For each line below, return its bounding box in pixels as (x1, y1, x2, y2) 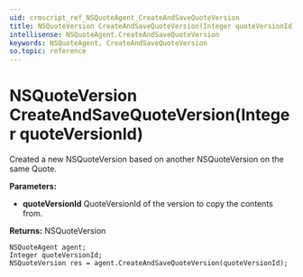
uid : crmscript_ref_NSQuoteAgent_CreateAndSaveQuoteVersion (9, 13, 241, 23)
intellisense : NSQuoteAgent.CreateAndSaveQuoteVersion (9, 30, 220, 39)
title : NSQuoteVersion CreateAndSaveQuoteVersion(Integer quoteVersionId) (9, 22, 297, 31)
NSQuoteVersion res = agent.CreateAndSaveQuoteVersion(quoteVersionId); (9, 259, 289, 268)
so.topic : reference (9, 47, 87, 56)
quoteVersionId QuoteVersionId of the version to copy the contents (22, 199, 273, 209)
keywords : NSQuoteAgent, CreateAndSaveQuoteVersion (9, 38, 207, 48)
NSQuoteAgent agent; (9, 243, 87, 253)
